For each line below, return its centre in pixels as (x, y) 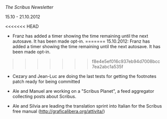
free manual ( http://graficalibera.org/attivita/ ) (59, 111)
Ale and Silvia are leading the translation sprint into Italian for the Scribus (87, 106)
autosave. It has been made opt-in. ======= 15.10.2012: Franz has (81, 41)
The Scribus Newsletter (29, 7)
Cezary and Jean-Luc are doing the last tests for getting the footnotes (84, 76)
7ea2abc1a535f (108, 67)
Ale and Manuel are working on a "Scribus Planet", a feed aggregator (83, 91)
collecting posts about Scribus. (44, 96)
